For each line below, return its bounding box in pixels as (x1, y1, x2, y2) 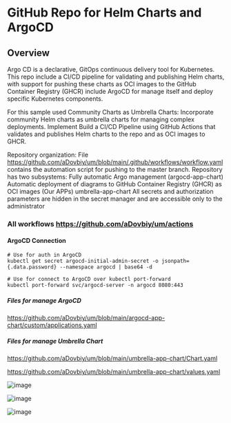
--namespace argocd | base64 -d (59, 264, 153, 270)
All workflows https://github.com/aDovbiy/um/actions (7, 219, 194, 228)
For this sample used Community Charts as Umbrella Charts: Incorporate (7, 108, 214, 116)
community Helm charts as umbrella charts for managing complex (7, 115, 195, 124)
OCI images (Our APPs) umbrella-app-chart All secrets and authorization (7, 188, 214, 195)
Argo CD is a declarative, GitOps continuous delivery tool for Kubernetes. (7, 66, 215, 73)
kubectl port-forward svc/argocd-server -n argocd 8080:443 (7, 282, 184, 289)
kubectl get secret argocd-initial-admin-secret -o (7, 257, 159, 265)
